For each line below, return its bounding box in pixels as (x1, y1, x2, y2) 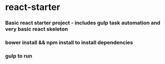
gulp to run (5, 52, 32, 59)
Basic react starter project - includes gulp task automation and (5, 19, 160, 26)
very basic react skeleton (5, 25, 68, 32)
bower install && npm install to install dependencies (5, 39, 133, 46)
